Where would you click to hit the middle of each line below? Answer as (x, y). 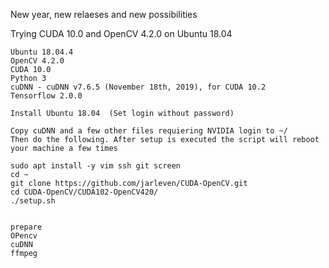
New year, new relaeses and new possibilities (104, 14)
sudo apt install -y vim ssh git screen (96, 166)
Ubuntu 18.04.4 (42, 52)
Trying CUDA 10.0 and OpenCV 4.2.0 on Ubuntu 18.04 (121, 33)
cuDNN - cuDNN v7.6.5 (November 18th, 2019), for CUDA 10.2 (138, 87)
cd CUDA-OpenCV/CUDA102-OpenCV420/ (84, 192)
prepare (26, 227)
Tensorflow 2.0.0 (46, 96)
